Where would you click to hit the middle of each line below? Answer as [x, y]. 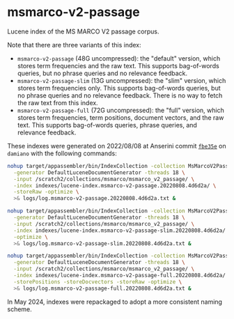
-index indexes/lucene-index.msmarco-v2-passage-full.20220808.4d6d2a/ [120, 276]
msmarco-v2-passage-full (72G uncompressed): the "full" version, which [120, 110]
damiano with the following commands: [62, 153]
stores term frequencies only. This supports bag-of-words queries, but [119, 88]
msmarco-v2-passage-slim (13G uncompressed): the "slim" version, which [122, 80]
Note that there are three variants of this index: [74, 45]
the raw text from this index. [58, 102]
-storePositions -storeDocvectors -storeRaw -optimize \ [98, 282]
